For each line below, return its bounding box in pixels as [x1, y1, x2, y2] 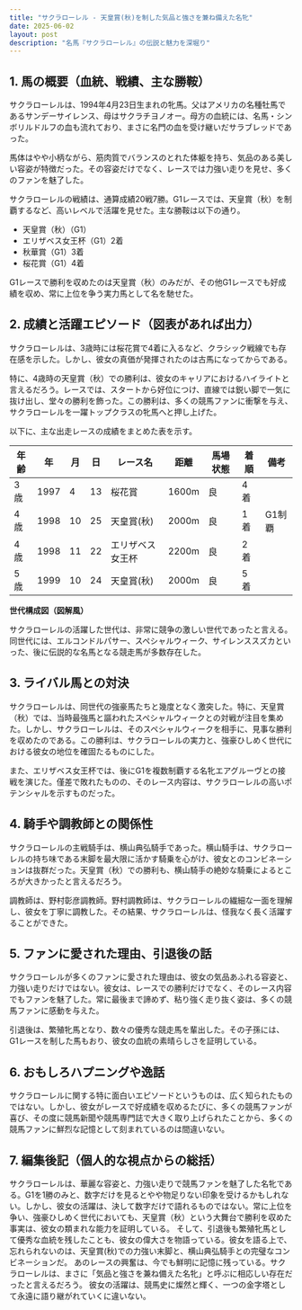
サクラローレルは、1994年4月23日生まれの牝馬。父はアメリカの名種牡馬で [9, 100, 286, 111]
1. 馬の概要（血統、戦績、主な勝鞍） [9, 74, 210, 89]
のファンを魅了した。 [9, 174, 88, 185]
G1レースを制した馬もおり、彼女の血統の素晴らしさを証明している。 [9, 1036, 262, 1047]
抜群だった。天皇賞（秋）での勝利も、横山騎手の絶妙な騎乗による [32, 864, 277, 875]
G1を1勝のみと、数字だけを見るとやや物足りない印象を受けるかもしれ [24, 1189, 281, 1200]
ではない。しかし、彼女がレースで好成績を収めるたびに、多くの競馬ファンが [9, 1101, 292, 1112]
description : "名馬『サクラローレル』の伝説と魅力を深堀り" [9, 38, 211, 48]
